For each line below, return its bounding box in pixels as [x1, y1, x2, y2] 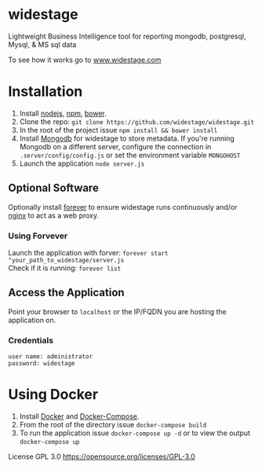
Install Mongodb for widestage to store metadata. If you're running [19, 134, 235, 143]
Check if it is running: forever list [8, 263, 122, 273]
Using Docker [8, 386, 99, 404]
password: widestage [8, 360, 76, 368]
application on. [8, 315, 56, 324]
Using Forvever [8, 230, 68, 241]
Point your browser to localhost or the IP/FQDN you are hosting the [8, 306, 227, 316]
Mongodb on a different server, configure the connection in [19, 141, 212, 151]
